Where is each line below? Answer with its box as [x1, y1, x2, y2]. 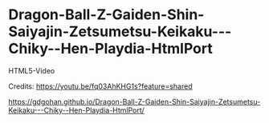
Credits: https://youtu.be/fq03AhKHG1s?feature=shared [8, 81, 193, 91]
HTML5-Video [8, 65, 55, 75]
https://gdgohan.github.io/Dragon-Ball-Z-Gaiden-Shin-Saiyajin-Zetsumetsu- [8, 97, 261, 106]
